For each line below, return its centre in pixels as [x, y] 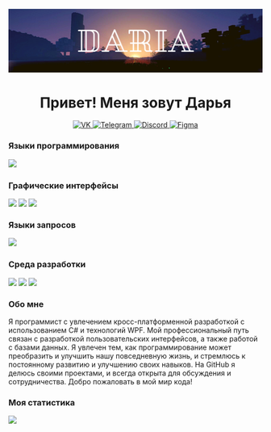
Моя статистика [42, 402]
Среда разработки [47, 265]
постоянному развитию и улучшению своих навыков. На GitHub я [122, 364]
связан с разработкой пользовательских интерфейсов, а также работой [133, 338]
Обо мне [26, 304]
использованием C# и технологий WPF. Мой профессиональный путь [129, 330]
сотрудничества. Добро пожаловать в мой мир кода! [100, 381]
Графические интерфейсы [63, 185]
